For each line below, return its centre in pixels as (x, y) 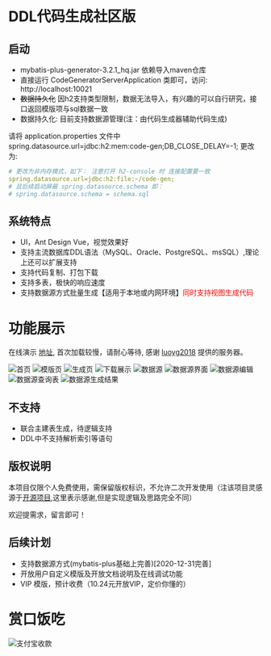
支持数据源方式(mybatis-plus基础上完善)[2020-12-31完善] (116, 563)
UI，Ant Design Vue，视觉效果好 (74, 242)
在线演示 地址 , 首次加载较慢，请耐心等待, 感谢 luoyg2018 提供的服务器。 (128, 352)
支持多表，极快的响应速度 (63, 283)
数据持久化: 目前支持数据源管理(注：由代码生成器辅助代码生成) (123, 119)
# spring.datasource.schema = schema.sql (79, 194)
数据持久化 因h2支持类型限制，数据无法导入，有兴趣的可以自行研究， (135, 99)
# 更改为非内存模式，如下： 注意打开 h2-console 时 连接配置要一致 (109, 171)
